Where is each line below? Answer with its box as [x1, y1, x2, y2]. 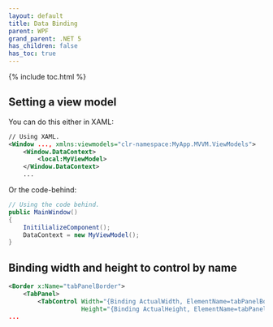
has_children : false [8, 42, 79, 50]
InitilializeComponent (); [23, 223, 111, 231]
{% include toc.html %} [8, 72, 87, 81]
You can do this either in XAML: [8, 117, 114, 127]
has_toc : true [8, 49, 57, 58]
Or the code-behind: [8, 185, 77, 195]
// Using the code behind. [8, 200, 100, 209]
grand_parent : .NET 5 [8, 34, 82, 43]
